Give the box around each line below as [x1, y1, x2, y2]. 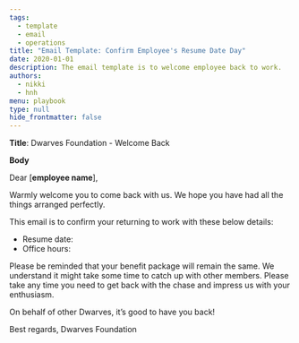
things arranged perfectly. [9, 199, 106, 210]
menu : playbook [9, 96, 66, 106]
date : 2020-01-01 [9, 55, 74, 64]
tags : [9, 13, 30, 22]
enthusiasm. [9, 289, 55, 300]
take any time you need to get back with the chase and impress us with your [9, 279, 291, 291]
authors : [9, 72, 42, 81]
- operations [17, 38, 66, 47]
